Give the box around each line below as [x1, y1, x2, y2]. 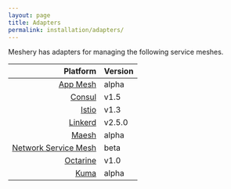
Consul [70, 91, 96, 102]
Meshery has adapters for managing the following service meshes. [8, 48, 224, 57]
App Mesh [58, 79, 96, 90]
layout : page [8, 11, 51, 20]
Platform [63, 66, 96, 77]
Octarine [64, 155, 96, 166]
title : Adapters [8, 19, 61, 27]
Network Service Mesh [12, 142, 96, 153]
